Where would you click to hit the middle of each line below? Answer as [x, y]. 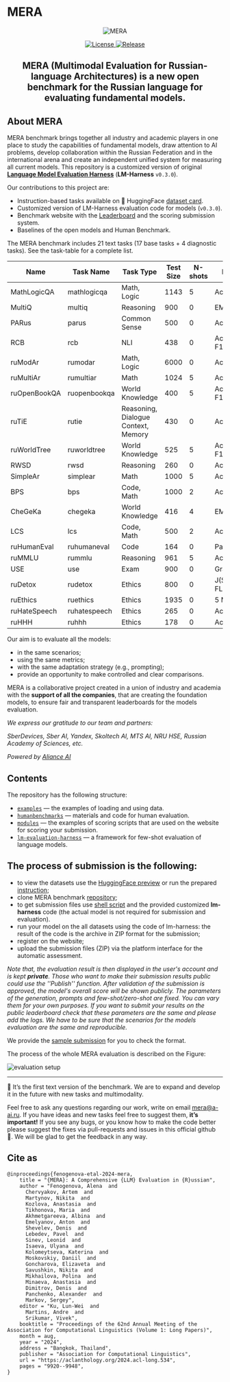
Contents [27, 778]
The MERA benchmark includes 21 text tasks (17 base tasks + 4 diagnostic [112, 244]
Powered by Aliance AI [39, 757]
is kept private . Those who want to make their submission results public [109, 976]
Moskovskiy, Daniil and [61, 1258]
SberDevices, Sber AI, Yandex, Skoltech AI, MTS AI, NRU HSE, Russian [107, 736]
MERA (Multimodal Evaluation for [94, 66]
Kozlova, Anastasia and [61, 1204]
